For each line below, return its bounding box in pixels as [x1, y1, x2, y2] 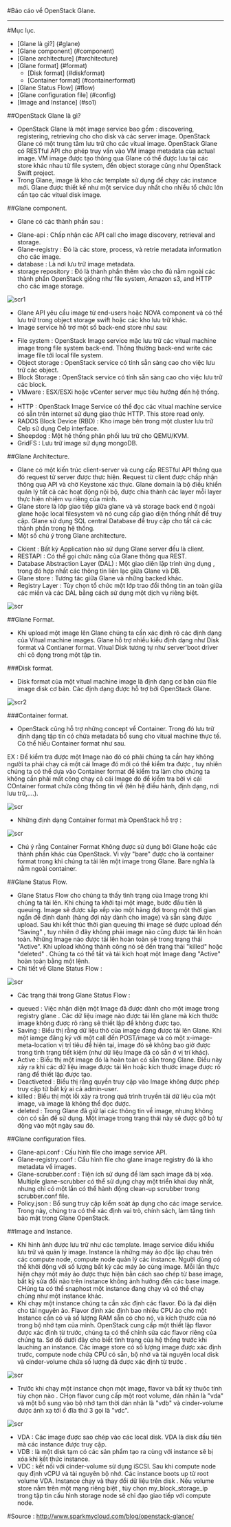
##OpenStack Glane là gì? [7, 112, 81, 120]
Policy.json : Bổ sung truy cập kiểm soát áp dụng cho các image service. [16, 1199, 223, 1208]
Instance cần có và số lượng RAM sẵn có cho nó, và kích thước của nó [16, 1314, 217, 1322]
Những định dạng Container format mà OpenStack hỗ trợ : [16, 816, 182, 824]
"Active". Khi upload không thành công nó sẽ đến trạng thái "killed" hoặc [16, 942, 223, 950]
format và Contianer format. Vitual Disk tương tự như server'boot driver [16, 644, 219, 651]
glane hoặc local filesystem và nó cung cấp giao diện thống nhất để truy [16, 509, 222, 518]
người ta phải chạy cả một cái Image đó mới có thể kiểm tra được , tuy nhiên [7, 760, 222, 768]
